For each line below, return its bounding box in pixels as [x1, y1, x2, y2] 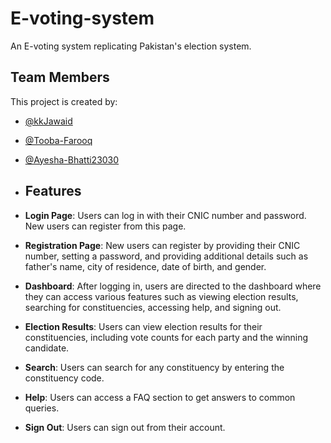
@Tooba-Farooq [24, 134, 93, 146]
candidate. [24, 342, 70, 354]
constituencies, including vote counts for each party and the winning [24, 331, 309, 343]
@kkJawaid [24, 115, 73, 127]
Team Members [10, 69, 110, 86]
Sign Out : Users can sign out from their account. [24, 421, 226, 433]
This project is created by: [10, 95, 118, 107]
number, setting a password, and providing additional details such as [24, 250, 309, 262]
